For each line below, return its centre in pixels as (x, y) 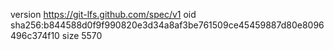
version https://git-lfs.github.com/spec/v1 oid (103, 14)
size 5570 (82, 35)
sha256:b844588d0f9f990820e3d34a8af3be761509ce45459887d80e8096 (167, 25)
